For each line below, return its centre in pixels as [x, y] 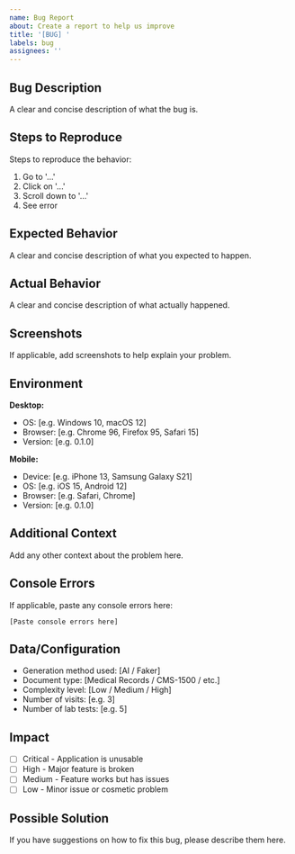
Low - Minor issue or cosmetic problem [95, 789]
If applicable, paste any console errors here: [91, 605]
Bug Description [55, 88]
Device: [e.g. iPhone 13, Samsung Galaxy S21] [107, 476]
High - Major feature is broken [78, 769]
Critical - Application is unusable [83, 759]
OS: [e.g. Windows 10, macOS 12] [84, 423]
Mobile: [24, 459]
